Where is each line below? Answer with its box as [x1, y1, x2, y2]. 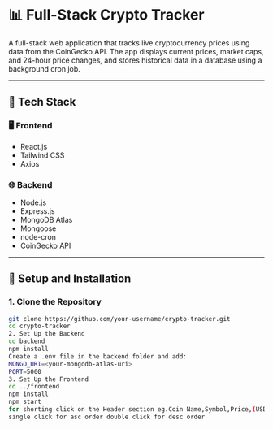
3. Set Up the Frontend [8, 375, 89, 383]
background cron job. [8, 63, 81, 73]
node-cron [19, 232, 57, 241]
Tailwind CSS [19, 150, 65, 160]
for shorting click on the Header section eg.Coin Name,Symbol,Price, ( [8, 405, 256, 414]
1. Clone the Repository [8, 297, 102, 308]
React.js [19, 141, 48, 151]
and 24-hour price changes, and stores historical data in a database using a [8, 55, 262, 65]
